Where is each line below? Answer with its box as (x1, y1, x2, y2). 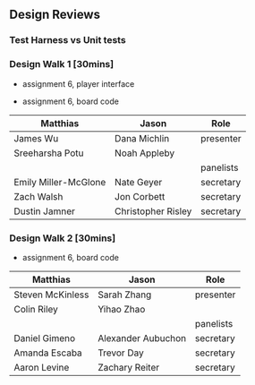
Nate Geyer (115, 175, 163, 188)
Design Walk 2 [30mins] (9, 232, 116, 244)
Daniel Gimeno (13, 331, 76, 344)
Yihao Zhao (98, 303, 146, 315)
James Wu (13, 132, 59, 144)
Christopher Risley (115, 205, 192, 218)
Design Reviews (9, 7, 101, 22)
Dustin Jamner (13, 205, 76, 218)
